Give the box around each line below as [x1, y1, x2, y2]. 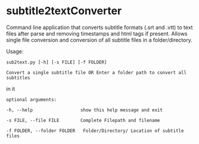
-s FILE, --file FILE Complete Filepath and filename [6, 117, 161, 123]
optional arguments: [6, 97, 57, 103]
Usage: [6, 47, 24, 55]
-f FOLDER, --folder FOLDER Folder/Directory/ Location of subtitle [6, 127, 184, 134]
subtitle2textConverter [6, 4, 122, 18]
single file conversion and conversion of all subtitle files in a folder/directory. [6, 36, 192, 43]
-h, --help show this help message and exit [6, 107, 163, 113]
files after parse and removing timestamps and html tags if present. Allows [6, 30, 188, 37]
